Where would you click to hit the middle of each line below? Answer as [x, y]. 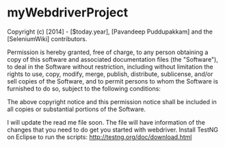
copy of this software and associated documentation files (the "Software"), [113, 59]
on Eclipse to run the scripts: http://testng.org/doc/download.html [100, 137]
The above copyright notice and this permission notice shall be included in [112, 101]
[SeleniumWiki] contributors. [47, 38]
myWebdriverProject [68, 13]
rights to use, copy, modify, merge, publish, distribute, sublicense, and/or [110, 74]
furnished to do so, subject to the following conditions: [84, 88]
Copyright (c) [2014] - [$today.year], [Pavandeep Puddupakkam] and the [110, 32]
